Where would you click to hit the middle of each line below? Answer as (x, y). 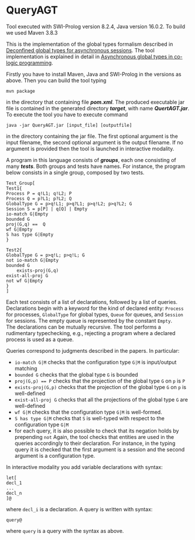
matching (26, 368)
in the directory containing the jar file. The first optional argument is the (92, 136)
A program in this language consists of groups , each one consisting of (91, 160)
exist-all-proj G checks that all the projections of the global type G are (101, 399)
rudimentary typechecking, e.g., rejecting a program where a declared (91, 333)
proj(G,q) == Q (26, 224)
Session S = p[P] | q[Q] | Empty (47, 209)
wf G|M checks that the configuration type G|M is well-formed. (88, 412)
